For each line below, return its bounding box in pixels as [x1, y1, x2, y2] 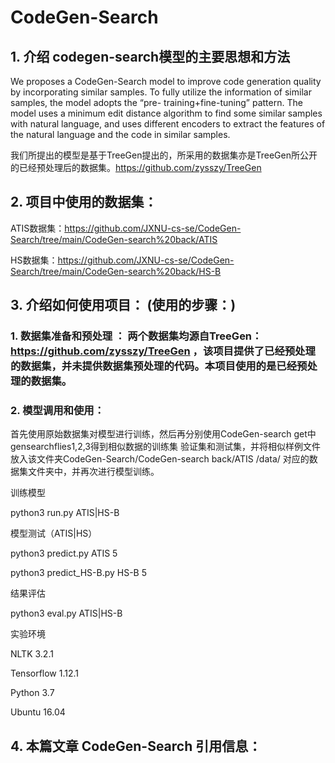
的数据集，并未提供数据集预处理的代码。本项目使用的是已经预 [10, 359, 308, 373]
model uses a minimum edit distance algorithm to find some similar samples [10, 107, 323, 119]
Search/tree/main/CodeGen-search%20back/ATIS [10, 233, 218, 245]
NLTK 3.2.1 [10, 648, 54, 660]
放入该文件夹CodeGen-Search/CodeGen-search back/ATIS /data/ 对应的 [10, 453, 310, 465]
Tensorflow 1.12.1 [10, 667, 80, 680]
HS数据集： [10, 254, 58, 266]
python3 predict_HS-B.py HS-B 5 [10, 567, 148, 579]
